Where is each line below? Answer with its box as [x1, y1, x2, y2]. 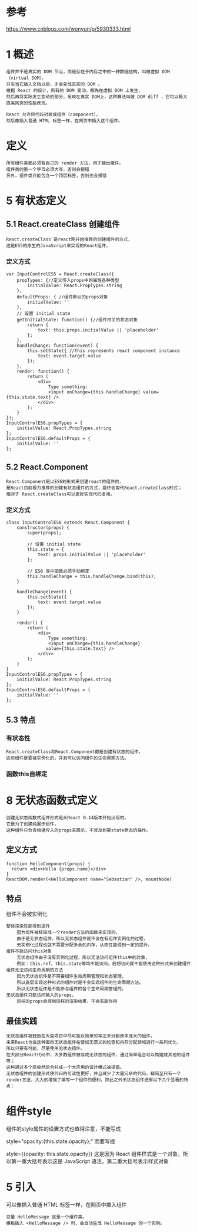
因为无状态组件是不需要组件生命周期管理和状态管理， [16, 974, 126, 980]
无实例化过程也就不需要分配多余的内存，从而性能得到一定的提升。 [16, 942, 153, 948]
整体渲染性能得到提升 [6, 924, 50, 929]
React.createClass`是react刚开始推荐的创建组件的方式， [6, 236, 133, 242]
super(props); [27, 530, 62, 536]
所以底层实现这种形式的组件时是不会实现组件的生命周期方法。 [16, 980, 144, 985]
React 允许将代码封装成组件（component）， [6, 111, 101, 117]
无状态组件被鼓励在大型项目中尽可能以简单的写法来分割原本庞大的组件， [6, 1033, 155, 1039]
